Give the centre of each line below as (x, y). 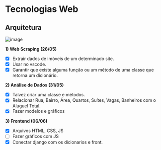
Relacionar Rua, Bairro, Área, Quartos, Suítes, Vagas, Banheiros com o (84, 100)
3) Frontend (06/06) (26, 121)
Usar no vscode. (29, 64)
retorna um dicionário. (35, 75)
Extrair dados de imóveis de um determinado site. (63, 59)
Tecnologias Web (42, 9)
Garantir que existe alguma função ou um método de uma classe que (83, 70)
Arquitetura (23, 28)
